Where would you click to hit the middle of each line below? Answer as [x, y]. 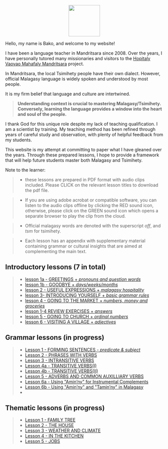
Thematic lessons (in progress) [55, 408]
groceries [35, 306]
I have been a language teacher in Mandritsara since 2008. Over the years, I [84, 53]
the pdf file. [37, 190]
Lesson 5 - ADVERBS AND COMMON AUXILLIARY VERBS [84, 376]
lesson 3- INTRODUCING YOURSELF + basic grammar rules [87, 295]
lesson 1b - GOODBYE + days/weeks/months [71, 284]
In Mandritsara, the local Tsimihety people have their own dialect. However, [83, 73]
